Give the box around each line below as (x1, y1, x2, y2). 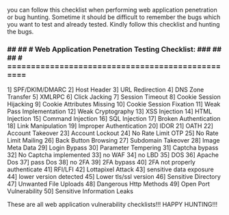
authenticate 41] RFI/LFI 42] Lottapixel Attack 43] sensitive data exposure (7, 165, 214, 173)
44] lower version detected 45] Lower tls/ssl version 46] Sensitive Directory (7, 173, 221, 181)
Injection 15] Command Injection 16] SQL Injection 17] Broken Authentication (7, 115, 221, 123)
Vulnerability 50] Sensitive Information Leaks (7, 187, 133, 195)
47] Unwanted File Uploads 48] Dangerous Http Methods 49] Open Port (7, 180, 210, 188)
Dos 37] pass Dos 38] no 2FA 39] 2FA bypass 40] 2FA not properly (7, 158, 196, 167)
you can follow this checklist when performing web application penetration (7, 6, 217, 14)
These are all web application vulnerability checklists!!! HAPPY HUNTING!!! (7, 201, 218, 209)
